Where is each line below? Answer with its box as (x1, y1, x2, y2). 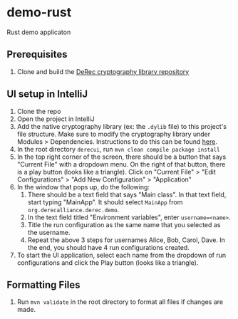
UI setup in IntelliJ (6, 88, 88, 100)
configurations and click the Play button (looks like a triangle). (16, 258, 199, 267)
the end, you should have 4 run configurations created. (27, 243, 190, 251)
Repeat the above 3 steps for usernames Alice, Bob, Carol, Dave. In (27, 236, 226, 244)
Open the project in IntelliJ (16, 115, 95, 123)
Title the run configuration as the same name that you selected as (27, 220, 221, 229)
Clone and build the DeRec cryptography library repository (16, 67, 190, 75)
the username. (27, 228, 71, 236)
